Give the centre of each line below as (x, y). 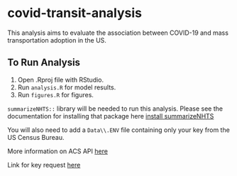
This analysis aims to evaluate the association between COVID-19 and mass (118, 33)
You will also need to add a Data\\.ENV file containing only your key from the (119, 130)
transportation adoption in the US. (57, 40)
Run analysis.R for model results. (67, 87)
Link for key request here (44, 165)
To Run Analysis (44, 63)
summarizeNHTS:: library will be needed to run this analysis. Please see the (115, 109)
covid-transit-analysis (75, 13)
